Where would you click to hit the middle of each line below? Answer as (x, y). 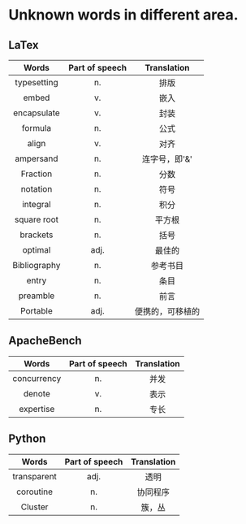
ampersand (37, 158)
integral (36, 204)
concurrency (37, 378)
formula (36, 128)
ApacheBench (45, 341)
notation (37, 189)
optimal (37, 250)
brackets (37, 235)
